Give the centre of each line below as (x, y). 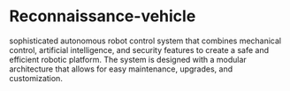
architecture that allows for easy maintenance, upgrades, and (121, 69)
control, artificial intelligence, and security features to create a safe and (139, 49)
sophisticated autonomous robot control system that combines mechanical (145, 41)
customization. (36, 78)
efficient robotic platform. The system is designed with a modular (128, 59)
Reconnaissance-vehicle (103, 16)
